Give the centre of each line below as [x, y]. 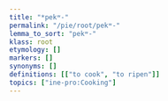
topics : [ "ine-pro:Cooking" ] [63, 83]
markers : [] [31, 58]
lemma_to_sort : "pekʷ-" [53, 33]
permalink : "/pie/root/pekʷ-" [65, 25]
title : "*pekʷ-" [39, 17]
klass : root [31, 42]
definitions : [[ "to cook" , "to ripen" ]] [85, 75]
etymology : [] [35, 50]
